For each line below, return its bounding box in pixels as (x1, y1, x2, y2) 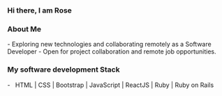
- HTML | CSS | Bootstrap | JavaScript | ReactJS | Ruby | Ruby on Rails (7, 81, 214, 89)
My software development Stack (7, 65, 120, 74)
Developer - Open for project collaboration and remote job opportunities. (7, 47, 216, 56)
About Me (7, 24, 42, 33)
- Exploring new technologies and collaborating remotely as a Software (7, 40, 212, 49)
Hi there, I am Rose (7, 6, 72, 15)
